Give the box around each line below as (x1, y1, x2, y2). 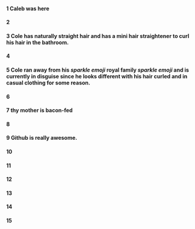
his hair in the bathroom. (6, 39, 69, 46)
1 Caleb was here (6, 5, 50, 12)
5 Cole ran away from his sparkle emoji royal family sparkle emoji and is (6, 66, 190, 74)
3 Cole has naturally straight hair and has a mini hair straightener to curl (6, 32, 190, 39)
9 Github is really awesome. (6, 134, 78, 142)
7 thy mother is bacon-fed (6, 107, 73, 114)
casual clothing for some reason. (6, 79, 90, 86)
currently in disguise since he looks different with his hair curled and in (6, 72, 188, 80)
